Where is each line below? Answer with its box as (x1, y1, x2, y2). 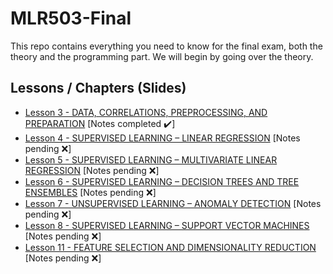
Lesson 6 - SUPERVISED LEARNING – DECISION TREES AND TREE (24, 175, 300, 187)
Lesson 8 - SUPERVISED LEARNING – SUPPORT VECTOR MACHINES (24, 219, 310, 231)
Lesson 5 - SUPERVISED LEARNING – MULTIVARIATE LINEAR (24, 153, 278, 166)
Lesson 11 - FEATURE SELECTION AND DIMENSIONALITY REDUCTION (24, 241, 317, 253)
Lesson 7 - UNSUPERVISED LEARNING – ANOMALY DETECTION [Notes (24, 197, 322, 209)
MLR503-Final (10, 7, 132, 30)
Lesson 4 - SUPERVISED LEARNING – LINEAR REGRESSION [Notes (24, 132, 301, 144)
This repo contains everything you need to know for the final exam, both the (10, 40, 323, 52)
